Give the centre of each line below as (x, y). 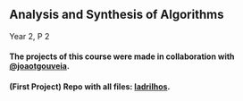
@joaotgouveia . (39, 66)
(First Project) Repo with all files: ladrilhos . (90, 87)
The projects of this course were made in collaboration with (122, 56)
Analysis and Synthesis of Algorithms (117, 15)
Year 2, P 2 (29, 36)
